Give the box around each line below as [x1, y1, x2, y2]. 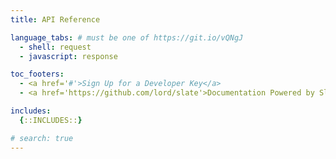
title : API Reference [10, 14, 101, 25]
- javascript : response [19, 51, 118, 61]
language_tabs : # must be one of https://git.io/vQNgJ [10, 32, 244, 43]
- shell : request [19, 42, 92, 52]
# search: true [10, 133, 74, 143]
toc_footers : [10, 69, 65, 80]
